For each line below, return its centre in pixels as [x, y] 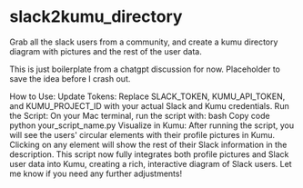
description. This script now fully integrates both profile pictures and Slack [149, 154]
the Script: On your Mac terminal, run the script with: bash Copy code [140, 115]
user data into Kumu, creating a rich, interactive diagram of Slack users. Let [151, 163]
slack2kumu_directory [96, 17]
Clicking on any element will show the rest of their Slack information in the [148, 144]
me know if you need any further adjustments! [96, 173]
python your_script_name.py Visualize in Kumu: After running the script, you [151, 125]
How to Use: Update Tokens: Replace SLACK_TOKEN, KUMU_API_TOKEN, [147, 96]
